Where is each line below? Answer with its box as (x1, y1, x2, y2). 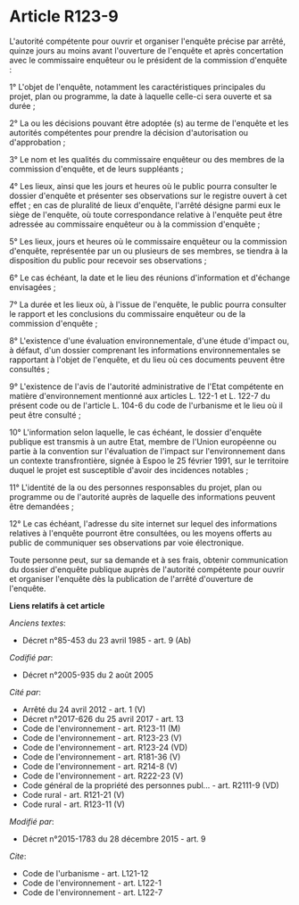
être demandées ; (9, 501, 74, 511)
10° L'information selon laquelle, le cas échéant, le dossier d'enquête (9, 427, 262, 437)
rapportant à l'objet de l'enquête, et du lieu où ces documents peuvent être (9, 354, 286, 365)
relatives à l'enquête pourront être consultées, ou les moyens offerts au (9, 527, 272, 538)
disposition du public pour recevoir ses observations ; (9, 254, 207, 265)
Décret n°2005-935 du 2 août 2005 (21, 669, 154, 680)
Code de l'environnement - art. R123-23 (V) (21, 732, 183, 743)
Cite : (9, 851, 27, 861)
